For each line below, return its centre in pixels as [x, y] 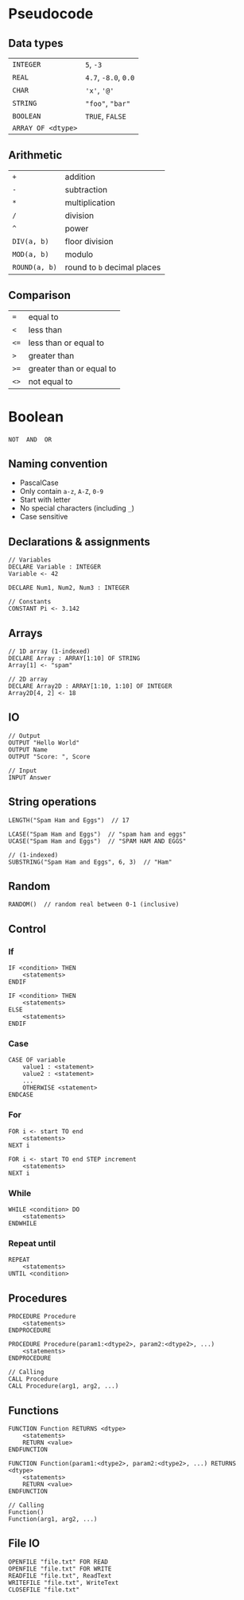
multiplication [90, 202]
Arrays [25, 633]
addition [80, 177]
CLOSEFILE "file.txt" [44, 1590]
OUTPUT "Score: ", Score [49, 756]
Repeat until [32, 1243]
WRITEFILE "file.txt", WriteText [64, 1583]
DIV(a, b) [31, 241]
